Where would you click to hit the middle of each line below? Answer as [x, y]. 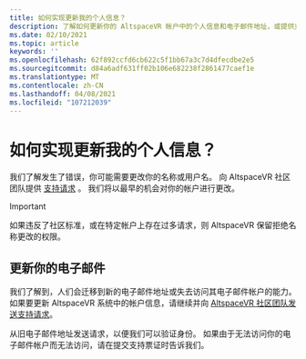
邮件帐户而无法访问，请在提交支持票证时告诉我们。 [113, 345]
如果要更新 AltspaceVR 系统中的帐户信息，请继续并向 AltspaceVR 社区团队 [149, 303]
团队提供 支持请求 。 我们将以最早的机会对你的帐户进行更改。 [124, 188]
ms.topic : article [44, 43]
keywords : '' [34, 52]
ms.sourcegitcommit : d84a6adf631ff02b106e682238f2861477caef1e [132, 69]
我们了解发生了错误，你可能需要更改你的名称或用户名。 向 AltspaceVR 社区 [150, 177]
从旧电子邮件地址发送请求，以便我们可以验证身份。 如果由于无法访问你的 [146, 334]
